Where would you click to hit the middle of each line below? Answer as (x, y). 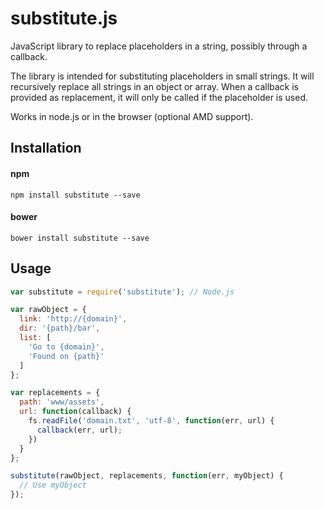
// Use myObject (53, 485)
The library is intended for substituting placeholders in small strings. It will (162, 76)
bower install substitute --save (80, 238)
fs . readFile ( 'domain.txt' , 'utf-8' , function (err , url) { (151, 421)
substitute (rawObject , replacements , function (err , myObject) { (147, 476)
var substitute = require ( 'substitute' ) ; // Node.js (122, 292)
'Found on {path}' (66, 356)
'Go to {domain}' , (66, 347)
